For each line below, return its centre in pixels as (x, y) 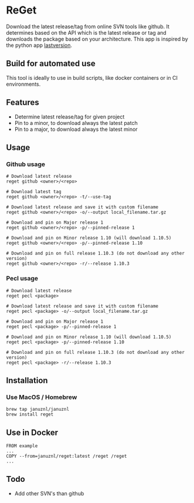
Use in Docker (32, 432)
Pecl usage (22, 278)
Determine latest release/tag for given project (69, 117)
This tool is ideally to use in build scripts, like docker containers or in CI (92, 77)
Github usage (26, 164)
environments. (23, 84)
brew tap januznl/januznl (38, 409)
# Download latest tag (34, 192)
